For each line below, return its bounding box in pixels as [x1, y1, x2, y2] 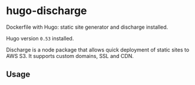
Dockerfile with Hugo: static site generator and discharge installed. [6, 23, 168, 30]
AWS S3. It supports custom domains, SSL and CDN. [6, 52, 134, 59]
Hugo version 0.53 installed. [6, 35, 74, 42]
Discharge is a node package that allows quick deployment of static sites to [6, 46, 190, 53]
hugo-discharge [6, 4, 87, 18]
